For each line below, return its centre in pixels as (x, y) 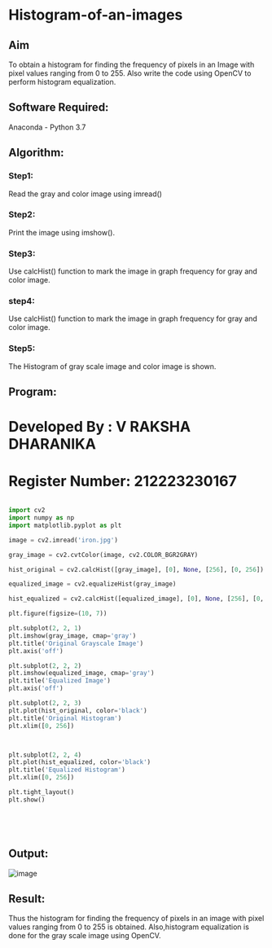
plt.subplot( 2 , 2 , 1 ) (45, 629)
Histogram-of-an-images (96, 15)
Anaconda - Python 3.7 (47, 127)
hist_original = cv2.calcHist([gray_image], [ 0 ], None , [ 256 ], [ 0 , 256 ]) (136, 569)
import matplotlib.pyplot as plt (65, 525)
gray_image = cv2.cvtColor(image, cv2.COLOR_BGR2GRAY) (103, 555)
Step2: (22, 215)
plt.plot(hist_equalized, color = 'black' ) (80, 762)
